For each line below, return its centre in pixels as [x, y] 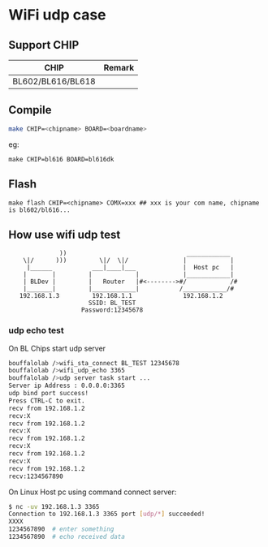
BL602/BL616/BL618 [54, 81]
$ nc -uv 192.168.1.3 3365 [54, 506]
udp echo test [36, 330]
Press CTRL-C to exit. [47, 401]
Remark [119, 68]
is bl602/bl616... [39, 210]
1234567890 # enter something [61, 529]
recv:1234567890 [36, 476]
